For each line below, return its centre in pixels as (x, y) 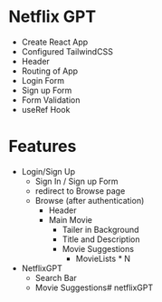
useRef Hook (46, 109)
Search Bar (56, 277)
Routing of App (50, 71)
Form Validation (51, 100)
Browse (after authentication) (90, 200)
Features (43, 146)
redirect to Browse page (80, 191)
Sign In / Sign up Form (76, 181)
